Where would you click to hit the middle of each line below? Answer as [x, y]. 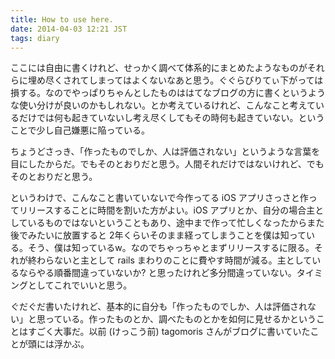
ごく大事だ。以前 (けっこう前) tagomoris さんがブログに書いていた [173, 332]
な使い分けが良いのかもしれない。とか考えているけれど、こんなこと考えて [163, 105]
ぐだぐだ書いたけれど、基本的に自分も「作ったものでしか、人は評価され [159, 307]
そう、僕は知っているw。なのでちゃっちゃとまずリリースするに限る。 [171, 248]
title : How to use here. [62, 19]
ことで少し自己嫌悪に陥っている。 [80, 130]
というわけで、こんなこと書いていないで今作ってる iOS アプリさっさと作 [159, 198]
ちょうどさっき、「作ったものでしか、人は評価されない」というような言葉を [165, 152]
